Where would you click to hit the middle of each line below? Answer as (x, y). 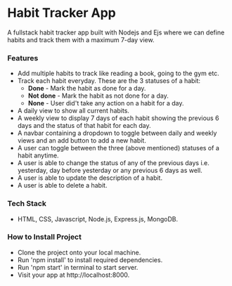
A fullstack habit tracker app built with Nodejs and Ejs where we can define (116, 32)
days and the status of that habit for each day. (84, 126)
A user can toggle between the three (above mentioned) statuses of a (118, 148)
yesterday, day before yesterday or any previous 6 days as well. (110, 171)
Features (23, 58)
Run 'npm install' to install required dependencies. (90, 260)
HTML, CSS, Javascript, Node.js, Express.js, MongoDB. (97, 219)
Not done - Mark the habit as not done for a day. (98, 96)
